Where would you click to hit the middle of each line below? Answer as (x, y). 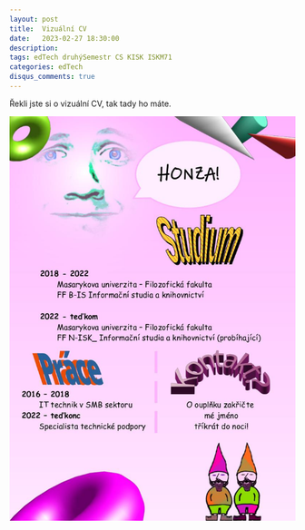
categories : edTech (46, 67)
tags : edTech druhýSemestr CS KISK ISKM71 (91, 58)
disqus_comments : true (52, 77)
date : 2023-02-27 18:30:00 (64, 38)
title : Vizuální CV (49, 29)
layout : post (34, 19)
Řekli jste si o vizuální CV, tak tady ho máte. (90, 103)
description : (34, 48)
